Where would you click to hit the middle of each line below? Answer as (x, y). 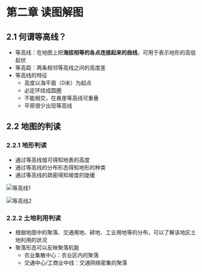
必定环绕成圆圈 (43, 90)
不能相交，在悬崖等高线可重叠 (61, 98)
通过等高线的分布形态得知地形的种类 (60, 167)
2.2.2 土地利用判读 (34, 218)
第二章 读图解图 (45, 12)
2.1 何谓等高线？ (36, 37)
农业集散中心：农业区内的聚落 (61, 255)
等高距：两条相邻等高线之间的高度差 (60, 68)
